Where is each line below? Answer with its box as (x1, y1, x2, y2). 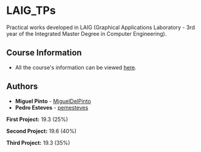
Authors (6, 81, 38, 91)
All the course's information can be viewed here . (15, 64, 137, 71)
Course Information (6, 48, 82, 58)
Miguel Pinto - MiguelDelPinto (15, 97, 91, 105)
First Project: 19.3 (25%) (6, 116, 69, 123)
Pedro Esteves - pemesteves (15, 104, 89, 111)
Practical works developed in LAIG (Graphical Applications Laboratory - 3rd (6, 24, 196, 31)
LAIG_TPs (6, 4, 56, 18)
